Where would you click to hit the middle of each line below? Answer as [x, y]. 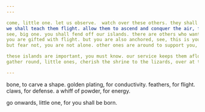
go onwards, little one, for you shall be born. [62, 102]
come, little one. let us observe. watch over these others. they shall [102, 23]
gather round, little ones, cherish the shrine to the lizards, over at [101, 62]
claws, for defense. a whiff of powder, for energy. [68, 91]
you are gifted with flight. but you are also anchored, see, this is [98, 40]
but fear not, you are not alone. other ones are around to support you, [102, 45]
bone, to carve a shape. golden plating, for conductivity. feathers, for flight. [101, 84]
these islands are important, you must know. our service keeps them [97, 56]
